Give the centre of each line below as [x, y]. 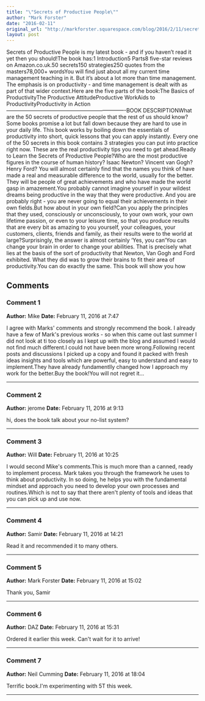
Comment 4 [24, 521]
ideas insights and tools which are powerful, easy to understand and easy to [102, 360]
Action [82, 104]
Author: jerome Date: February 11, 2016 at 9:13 [65, 408]
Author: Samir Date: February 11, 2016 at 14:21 [65, 534]
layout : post [23, 35]
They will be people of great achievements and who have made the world [99, 182]
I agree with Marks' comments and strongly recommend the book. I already [101, 328]
